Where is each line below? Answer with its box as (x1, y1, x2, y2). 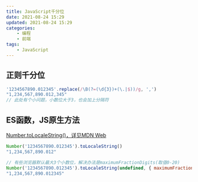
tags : (6, 42, 19, 48)
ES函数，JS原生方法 (6, 115, 80, 125)
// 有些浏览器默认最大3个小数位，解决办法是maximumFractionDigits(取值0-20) (6, 160, 180, 166)
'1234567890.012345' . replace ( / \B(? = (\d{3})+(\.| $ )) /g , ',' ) (6, 86, 157, 92)
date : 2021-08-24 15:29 (6, 14, 65, 20)
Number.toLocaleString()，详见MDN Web (6, 132, 107, 138)
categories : (6, 25, 35, 31)
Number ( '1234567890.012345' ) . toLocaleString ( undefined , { (6, 165, 151, 171)
